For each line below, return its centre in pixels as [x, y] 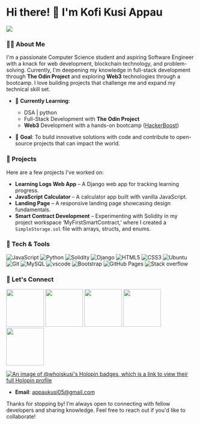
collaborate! [21, 417]
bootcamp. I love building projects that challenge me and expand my [91, 83]
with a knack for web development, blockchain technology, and [85, 64]
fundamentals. [33, 209]
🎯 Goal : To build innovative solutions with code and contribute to [95, 137]
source [24, 143]
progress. [27, 190]
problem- [176, 64]
